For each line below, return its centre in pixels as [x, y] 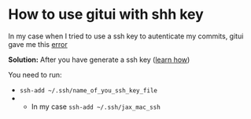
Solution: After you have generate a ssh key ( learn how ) [99, 59]
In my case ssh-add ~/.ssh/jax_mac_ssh [96, 106]
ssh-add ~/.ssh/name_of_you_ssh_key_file [88, 90]
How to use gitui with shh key [106, 14]
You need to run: [35, 74]
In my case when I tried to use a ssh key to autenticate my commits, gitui [126, 36]
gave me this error [38, 44]
